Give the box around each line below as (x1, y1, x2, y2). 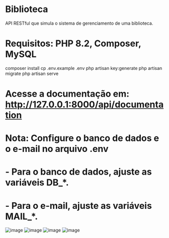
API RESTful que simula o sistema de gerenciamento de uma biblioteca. (5, 20, 153, 26)
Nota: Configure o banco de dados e (5, 132, 159, 144)
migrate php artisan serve (5, 70, 59, 76)
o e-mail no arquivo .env (5, 143, 109, 154)
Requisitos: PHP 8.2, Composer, (5, 38, 141, 49)
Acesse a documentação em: (5, 88, 130, 100)
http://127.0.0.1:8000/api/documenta (5, 99, 164, 110)
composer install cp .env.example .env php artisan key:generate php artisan (5, 65, 162, 71)
